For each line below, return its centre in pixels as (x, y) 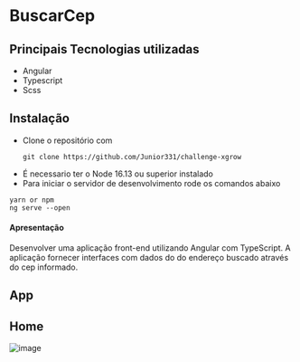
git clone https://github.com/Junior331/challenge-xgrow (132, 157)
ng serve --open (40, 208)
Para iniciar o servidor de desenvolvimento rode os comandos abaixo (151, 183)
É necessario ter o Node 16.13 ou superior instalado (118, 174)
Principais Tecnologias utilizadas (105, 49)
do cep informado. (44, 267)
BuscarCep (52, 16)
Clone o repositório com (67, 140)
